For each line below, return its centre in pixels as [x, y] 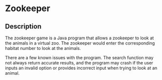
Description [23, 26]
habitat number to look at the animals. [43, 48]
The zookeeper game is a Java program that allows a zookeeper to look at [80, 38]
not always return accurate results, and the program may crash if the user [79, 63]
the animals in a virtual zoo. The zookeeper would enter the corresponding [80, 43]
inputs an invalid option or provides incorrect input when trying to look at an [81, 68]
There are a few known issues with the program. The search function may [79, 58]
